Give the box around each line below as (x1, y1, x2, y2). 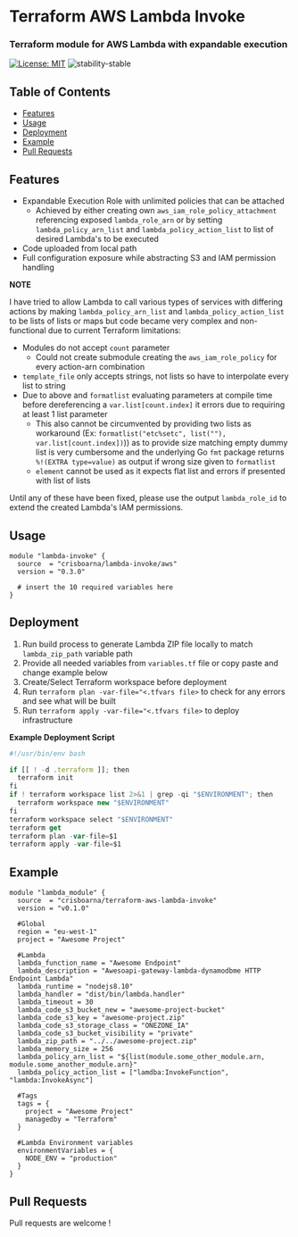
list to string (21, 380, 66, 391)
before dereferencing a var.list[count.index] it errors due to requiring (21, 399, 286, 410)
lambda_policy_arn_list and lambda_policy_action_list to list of (35, 224, 274, 235)
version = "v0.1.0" (17, 904, 90, 913)
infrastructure (21, 715, 73, 725)
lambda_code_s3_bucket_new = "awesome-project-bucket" (17, 1006, 226, 1015)
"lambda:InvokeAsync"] (9, 1076, 94, 1085)
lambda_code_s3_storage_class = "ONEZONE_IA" (17, 1021, 190, 1031)
